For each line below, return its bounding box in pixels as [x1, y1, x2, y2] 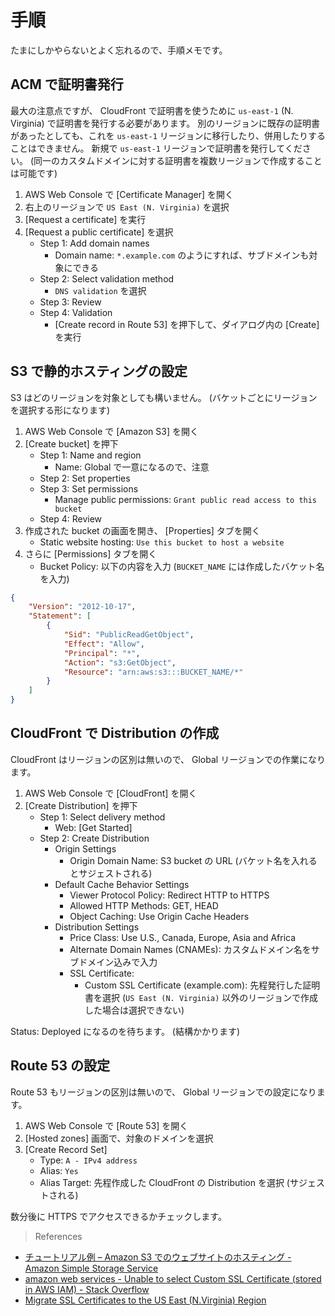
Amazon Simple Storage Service [24, 1262, 159, 1274]
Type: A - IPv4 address [39, 1154, 138, 1166]
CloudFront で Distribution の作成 [10, 725, 220, 742]
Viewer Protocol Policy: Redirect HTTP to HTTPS [69, 889, 270, 901]
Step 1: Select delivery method [39, 811, 166, 823]
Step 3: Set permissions [39, 482, 139, 495]
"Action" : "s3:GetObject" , [63, 657, 177, 668]
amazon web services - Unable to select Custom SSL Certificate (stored [24, 1272, 322, 1285]
